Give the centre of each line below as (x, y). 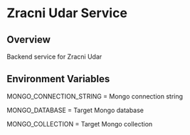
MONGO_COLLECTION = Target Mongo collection (80, 124)
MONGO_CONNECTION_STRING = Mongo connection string (95, 96)
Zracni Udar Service (67, 13)
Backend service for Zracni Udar (54, 56)
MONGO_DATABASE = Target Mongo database (75, 110)
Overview (29, 40)
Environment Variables (58, 79)
